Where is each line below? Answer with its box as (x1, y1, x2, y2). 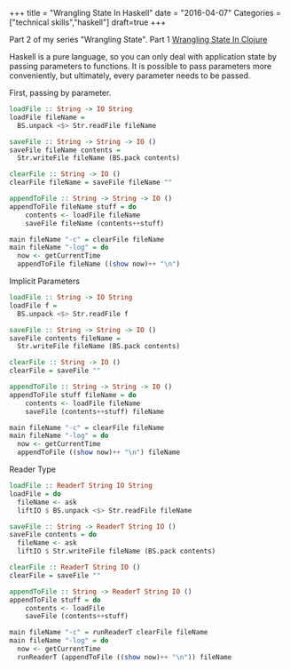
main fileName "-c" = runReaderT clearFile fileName (9, 628, 208, 637)
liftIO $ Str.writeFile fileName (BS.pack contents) (17, 546, 216, 556)
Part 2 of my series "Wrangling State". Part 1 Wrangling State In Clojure (9, 35, 268, 44)
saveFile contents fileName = (9, 333, 121, 343)
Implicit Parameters (9, 275, 80, 286)
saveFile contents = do (9, 530, 98, 539)
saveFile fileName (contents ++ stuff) (25, 219, 165, 227)
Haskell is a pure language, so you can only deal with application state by (9, 52, 278, 61)
